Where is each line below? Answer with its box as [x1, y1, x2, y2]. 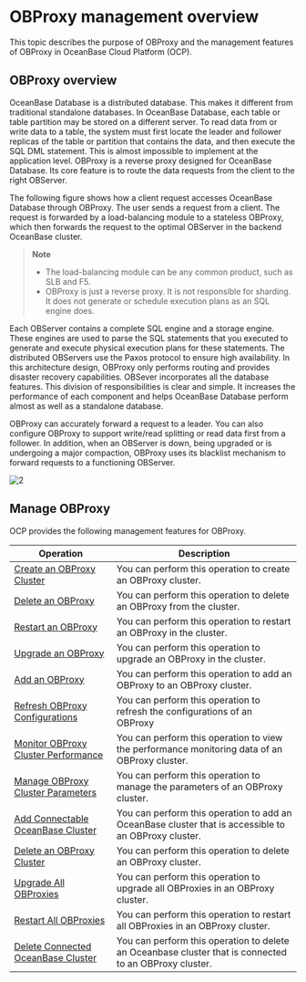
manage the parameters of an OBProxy [117, 780, 283, 793]
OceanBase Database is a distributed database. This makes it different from [9, 97, 293, 108]
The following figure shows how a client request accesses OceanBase [9, 192, 273, 203]
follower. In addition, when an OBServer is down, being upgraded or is [9, 437, 272, 448]
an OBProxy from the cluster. [117, 600, 240, 612]
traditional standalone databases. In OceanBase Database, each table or [9, 107, 280, 118]
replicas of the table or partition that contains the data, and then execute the [9, 135, 296, 147]
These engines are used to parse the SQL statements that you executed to [9, 332, 289, 343]
